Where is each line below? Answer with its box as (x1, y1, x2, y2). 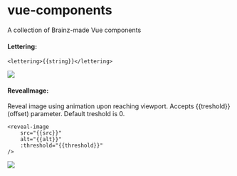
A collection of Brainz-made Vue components (7, 26, 142, 34)
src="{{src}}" (20, 130, 62, 137)
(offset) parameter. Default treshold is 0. (7, 110, 125, 118)
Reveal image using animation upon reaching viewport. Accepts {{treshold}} (7, 102, 231, 110)
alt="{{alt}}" (20, 136, 62, 143)
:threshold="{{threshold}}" (20, 142, 103, 150)
